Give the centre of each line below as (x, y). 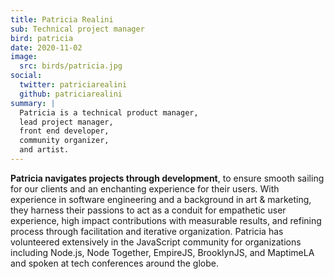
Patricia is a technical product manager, (109, 112)
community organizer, (64, 141)
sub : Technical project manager (77, 29)
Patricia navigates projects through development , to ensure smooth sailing (167, 178)
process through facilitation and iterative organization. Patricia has (147, 231)
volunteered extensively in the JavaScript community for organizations (156, 242)
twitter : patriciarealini (73, 85)
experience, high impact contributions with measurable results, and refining (166, 220)
